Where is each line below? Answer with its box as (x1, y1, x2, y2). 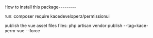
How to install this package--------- (4, 4, 76, 10)
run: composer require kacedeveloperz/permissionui (4, 13, 110, 19)
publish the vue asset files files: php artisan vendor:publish (4, 23, 122, 28)
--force (25, 28, 40, 33)
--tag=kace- (123, 23, 149, 28)
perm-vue (4, 28, 25, 33)
